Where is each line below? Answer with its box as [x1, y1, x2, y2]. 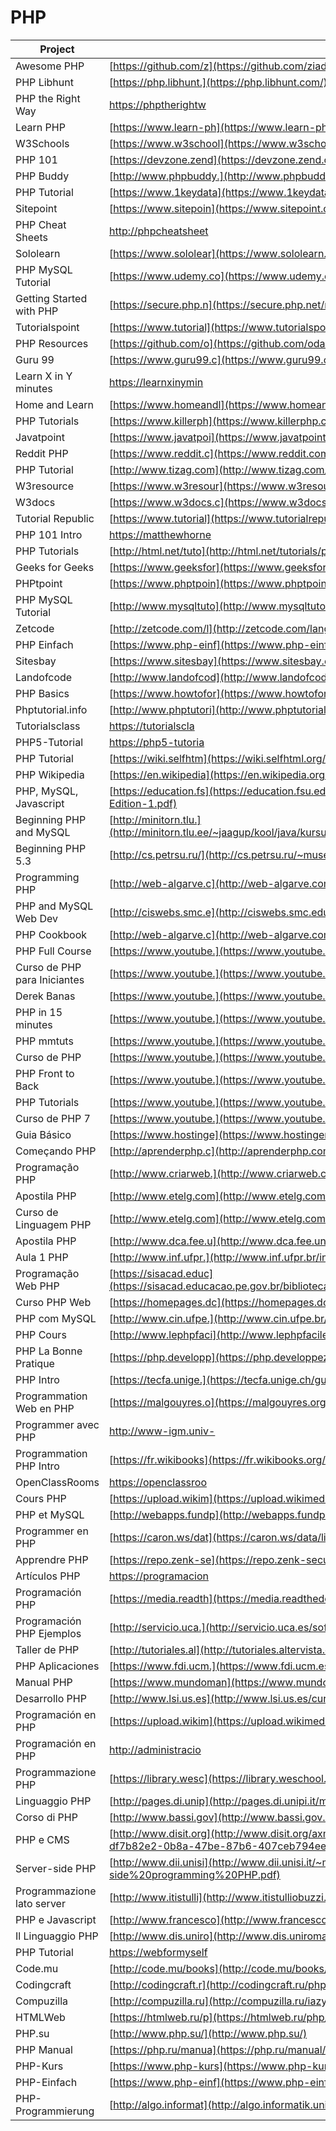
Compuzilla [15, 1994, 68, 2008]
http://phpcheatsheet [108, 224, 209, 238]
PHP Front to [15, 1066, 75, 1080]
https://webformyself [108, 1945, 208, 1959]
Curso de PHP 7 [15, 1111, 91, 1125]
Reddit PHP [15, 446, 69, 460]
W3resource [15, 479, 74, 493]
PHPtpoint [15, 576, 63, 590]
